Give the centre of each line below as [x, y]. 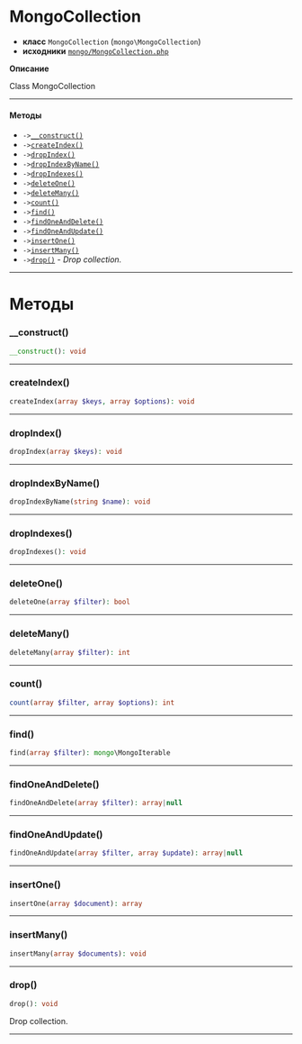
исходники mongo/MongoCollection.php [95, 50]
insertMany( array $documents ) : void [78, 953]
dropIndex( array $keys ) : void [66, 451]
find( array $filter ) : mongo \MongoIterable [90, 753]
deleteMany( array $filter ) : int [70, 652]
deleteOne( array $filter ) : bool [70, 602]
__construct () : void [48, 351]
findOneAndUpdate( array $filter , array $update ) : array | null [126, 853]
